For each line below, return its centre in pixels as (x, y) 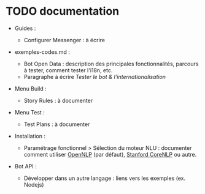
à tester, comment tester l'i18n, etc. (68, 70)
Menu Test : (30, 112)
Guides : (25, 28)
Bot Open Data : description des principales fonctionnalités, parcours (111, 64)
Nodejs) (34, 184)
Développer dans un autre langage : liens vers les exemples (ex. (104, 178)
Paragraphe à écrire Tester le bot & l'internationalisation (95, 76)
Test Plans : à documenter (57, 124)
